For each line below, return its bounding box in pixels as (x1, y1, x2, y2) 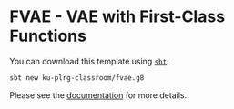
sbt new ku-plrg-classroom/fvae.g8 (9, 73, 145, 83)
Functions (9, 25, 86, 46)
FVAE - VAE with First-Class (9, 6, 226, 27)
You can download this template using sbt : (9, 55, 170, 66)
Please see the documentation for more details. (9, 89, 188, 101)
